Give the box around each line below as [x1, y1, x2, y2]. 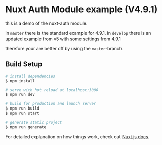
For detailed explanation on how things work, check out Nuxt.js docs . [5, 133, 150, 140]
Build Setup [5, 60, 43, 69]
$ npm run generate [5, 124, 47, 130]
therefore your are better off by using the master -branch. [5, 45, 124, 51]
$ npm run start [5, 111, 39, 116]
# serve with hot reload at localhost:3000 [5, 87, 99, 92]
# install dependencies [5, 74, 56, 79]
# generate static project [5, 120, 62, 125]
